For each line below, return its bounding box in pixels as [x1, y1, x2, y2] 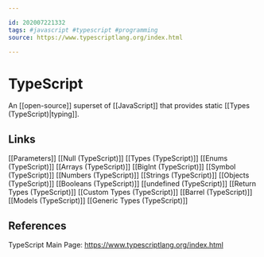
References [8, 219, 67, 232]
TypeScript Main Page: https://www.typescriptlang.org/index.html [8, 239, 224, 249]
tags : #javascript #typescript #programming [8, 25, 158, 34]
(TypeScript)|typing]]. [8, 109, 80, 119]
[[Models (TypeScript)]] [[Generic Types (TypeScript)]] [8, 196, 188, 205]
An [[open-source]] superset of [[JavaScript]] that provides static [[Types [8, 101, 250, 111]
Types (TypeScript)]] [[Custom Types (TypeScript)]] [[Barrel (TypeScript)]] [8, 188, 253, 197]
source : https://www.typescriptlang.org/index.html [8, 33, 183, 41]
